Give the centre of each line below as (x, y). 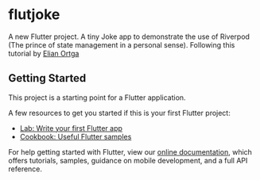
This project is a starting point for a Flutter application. (97, 98)
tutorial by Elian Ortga (44, 53)
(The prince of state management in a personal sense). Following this (122, 44)
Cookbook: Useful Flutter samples (76, 136)
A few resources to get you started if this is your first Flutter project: (119, 113)
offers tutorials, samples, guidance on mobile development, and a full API (128, 160)
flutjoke (34, 15)
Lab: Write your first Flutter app (71, 128)
